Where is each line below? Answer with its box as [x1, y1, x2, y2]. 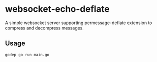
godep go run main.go [5, 52, 50, 57]
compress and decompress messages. [5, 25, 84, 31]
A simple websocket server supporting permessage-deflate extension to [5, 20, 152, 26]
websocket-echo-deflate [5, 3, 110, 15]
